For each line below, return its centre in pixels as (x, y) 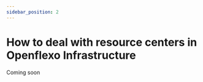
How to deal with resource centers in (102, 42)
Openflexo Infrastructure (71, 55)
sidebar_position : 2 (33, 12)
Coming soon (23, 72)
